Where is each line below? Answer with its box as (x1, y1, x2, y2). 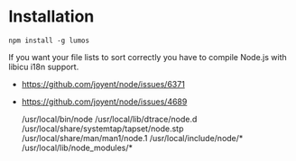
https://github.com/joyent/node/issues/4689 (21, 96, 188, 107)
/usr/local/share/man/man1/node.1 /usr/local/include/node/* (21, 132, 244, 143)
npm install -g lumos (8, 36, 90, 45)
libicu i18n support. (8, 61, 79, 72)
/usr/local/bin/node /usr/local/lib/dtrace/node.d (21, 113, 198, 124)
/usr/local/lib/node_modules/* (21, 142, 133, 153)
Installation (8, 6, 95, 27)
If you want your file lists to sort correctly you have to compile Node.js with (8, 51, 288, 62)
